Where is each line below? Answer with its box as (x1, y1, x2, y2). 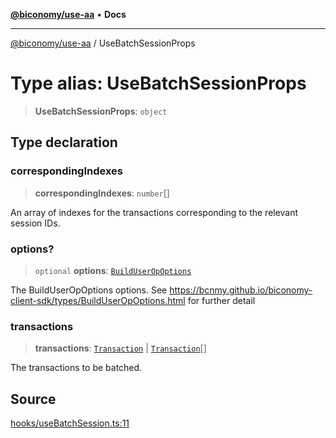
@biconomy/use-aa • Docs (10, 9, 127, 20)
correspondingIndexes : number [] (34, 187, 170, 199)
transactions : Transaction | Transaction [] (34, 342, 207, 354)
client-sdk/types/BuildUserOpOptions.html (10, 294, 186, 306)
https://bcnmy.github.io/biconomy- (169, 284, 313, 296)
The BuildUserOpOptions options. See (10, 284, 168, 296)
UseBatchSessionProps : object (34, 105, 168, 117)
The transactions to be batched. (10, 362, 143, 374)
